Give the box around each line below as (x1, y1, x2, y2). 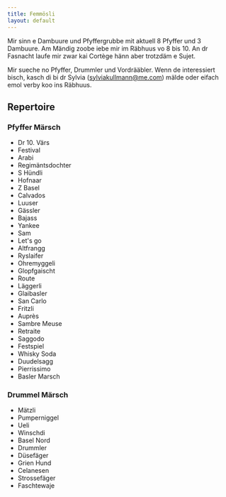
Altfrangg (17, 244, 46, 253)
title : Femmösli (7, 10, 55, 18)
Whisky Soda (17, 349, 57, 359)
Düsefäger (17, 452, 49, 460)
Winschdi (17, 429, 45, 437)
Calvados (17, 191, 46, 200)
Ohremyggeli (17, 259, 55, 268)
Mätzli (17, 406, 36, 415)
